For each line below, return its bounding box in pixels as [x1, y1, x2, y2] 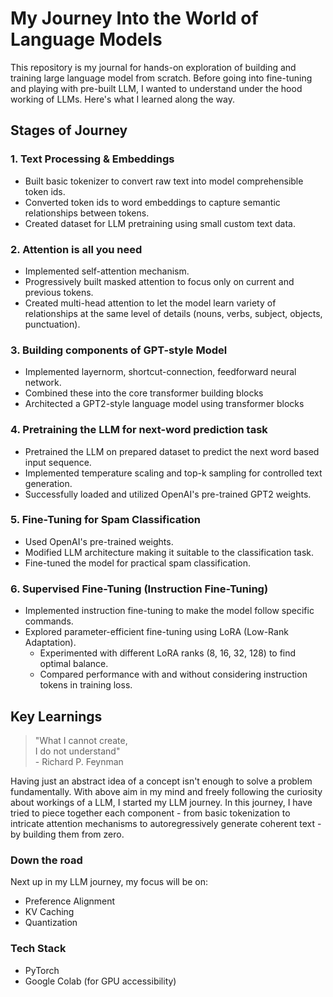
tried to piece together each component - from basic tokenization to [10, 807, 291, 819]
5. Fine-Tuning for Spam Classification [10, 513, 201, 527]
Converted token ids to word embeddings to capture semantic [24, 196, 281, 208]
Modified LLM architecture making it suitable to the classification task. [24, 546, 315, 558]
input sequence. [24, 456, 92, 468]
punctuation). [24, 318, 81, 330]
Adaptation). [24, 637, 77, 649]
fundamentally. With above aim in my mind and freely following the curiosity [10, 785, 323, 797]
